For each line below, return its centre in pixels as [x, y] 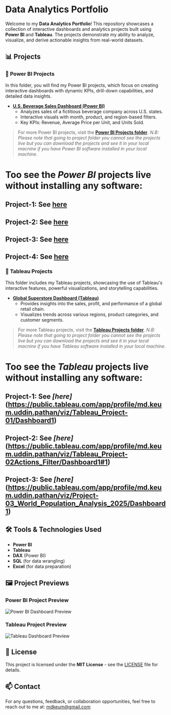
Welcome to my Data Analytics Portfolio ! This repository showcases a [80, 24]
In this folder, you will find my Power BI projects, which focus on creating [82, 85]
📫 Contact [23, 687]
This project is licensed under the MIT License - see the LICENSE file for [82, 664]
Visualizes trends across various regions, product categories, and [89, 314]
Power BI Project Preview [37, 600]
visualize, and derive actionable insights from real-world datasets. [75, 40]
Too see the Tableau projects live [77, 366]
